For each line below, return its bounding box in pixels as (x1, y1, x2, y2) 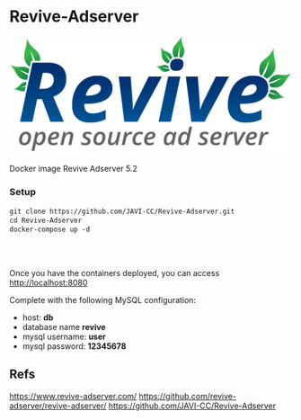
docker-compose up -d (9, 225, 91, 234)
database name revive (22, 321, 106, 332)
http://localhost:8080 (9, 277, 88, 288)
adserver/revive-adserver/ (9, 400, 107, 411)
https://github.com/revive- (138, 390, 236, 401)
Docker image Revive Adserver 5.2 (9, 163, 137, 174)
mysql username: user (22, 331, 106, 342)
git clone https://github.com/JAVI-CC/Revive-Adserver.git (9, 207, 235, 216)
